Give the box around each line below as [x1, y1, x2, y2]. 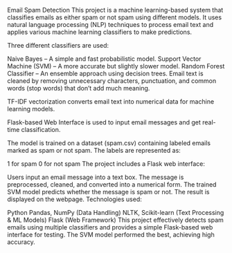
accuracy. [7, 238, 36, 246]
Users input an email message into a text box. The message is [7, 173, 184, 181]
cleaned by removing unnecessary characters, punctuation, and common [7, 77, 217, 85]
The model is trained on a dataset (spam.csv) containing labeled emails [7, 139, 211, 147]
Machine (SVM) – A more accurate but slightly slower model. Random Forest [7, 62, 225, 70]
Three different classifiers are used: [7, 41, 109, 49]
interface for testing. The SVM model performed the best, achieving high [7, 231, 215, 238]
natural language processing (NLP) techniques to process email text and [7, 21, 214, 28]
